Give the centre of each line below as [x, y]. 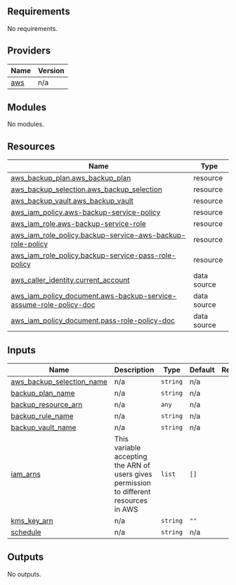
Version [51, 70]
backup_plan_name [43, 394]
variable [127, 448]
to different [132, 492]
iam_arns [26, 474]
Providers [29, 51]
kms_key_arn [32, 521]
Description [134, 370]
